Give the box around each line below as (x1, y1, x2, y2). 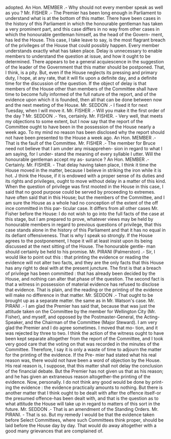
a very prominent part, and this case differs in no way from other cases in (5, 26, 160, 32)
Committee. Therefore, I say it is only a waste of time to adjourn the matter (5, 346, 162, 352)
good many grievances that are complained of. (5, 428, 104, 434)
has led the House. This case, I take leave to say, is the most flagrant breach (5, 37, 166, 43)
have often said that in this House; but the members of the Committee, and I (5, 194, 165, 200)
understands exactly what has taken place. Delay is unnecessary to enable (5, 48, 162, 54)
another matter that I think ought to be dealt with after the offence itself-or (5, 390, 161, 396)
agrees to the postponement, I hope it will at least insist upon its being (5, 238, 153, 244)
